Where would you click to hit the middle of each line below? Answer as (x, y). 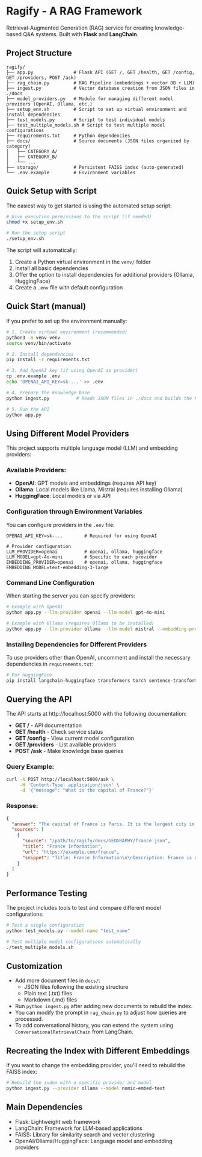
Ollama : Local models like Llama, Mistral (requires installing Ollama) (99, 490)
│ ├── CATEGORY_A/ (32, 151)
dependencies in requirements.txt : (50, 664)
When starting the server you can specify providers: (71, 596)
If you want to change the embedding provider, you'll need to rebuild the (96, 1065)
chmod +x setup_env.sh (35, 222)
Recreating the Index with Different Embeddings (98, 1051)
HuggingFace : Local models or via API (63, 496)
